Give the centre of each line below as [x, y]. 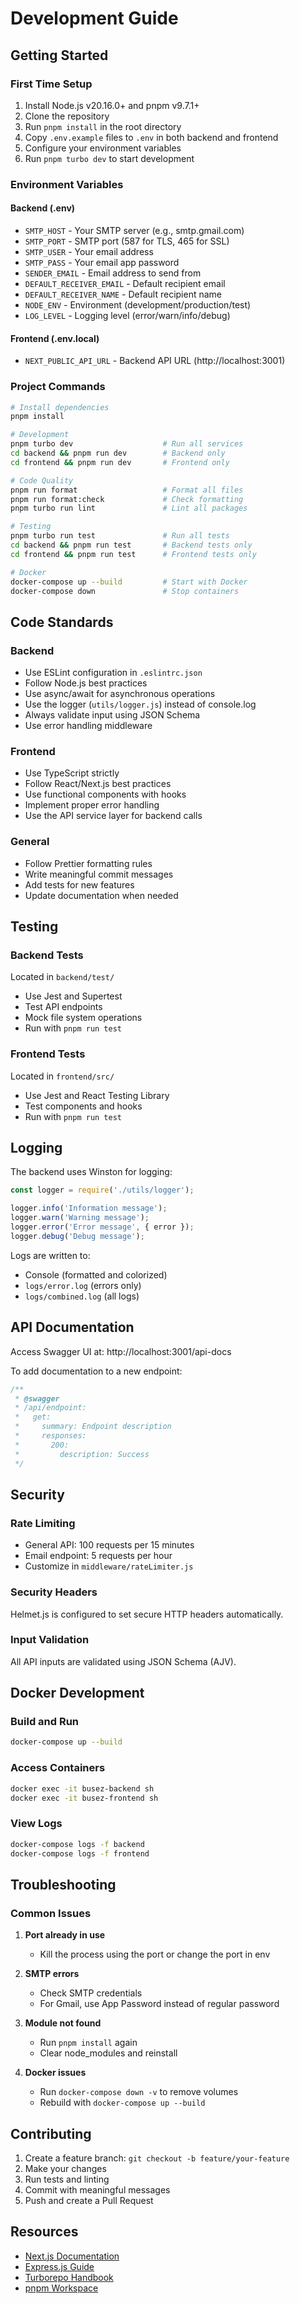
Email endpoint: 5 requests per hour [98, 1556]
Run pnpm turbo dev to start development [109, 158]
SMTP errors [52, 1974]
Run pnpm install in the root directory [103, 126]
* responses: [50, 1436]
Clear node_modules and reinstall [108, 2053]
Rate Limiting [43, 1523]
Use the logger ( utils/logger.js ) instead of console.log [140, 704]
